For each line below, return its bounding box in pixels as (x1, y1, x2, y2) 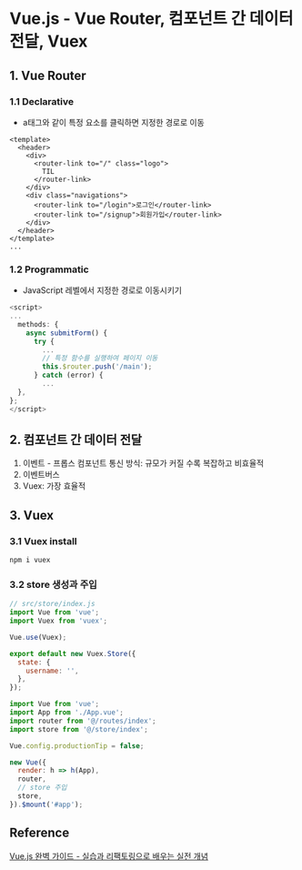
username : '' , (25, 666, 79, 675)
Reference (9, 825, 70, 841)
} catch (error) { (33, 370, 104, 380)
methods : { (17, 319, 59, 329)
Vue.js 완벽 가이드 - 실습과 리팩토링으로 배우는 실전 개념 (9, 850, 209, 861)
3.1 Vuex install (9, 534, 77, 547)
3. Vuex (9, 507, 55, 523)
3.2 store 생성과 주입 (9, 578, 97, 591)
